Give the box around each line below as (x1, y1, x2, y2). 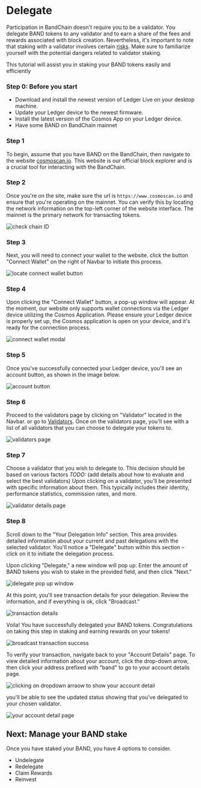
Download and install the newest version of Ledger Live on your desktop (14, 96, 195, 103)
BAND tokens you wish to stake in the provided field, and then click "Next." (6, 568, 192, 575)
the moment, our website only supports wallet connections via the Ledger (6, 305, 189, 312)
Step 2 (6, 178, 26, 187)
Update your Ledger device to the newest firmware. (14, 109, 143, 116)
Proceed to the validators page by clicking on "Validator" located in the (6, 411, 182, 419)
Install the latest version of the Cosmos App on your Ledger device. (14, 115, 182, 122)
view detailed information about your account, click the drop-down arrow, (6, 657, 189, 664)
